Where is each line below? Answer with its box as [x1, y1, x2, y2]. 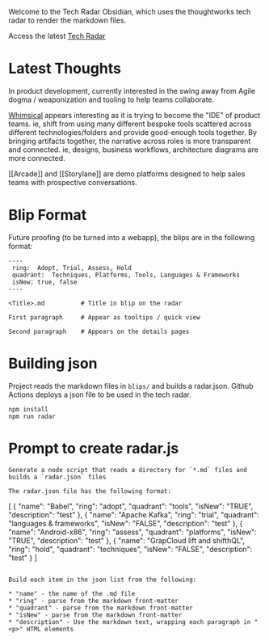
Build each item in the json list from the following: [8, 576, 197, 584]
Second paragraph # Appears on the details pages [8, 327, 190, 335]
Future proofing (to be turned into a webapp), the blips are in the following [8, 232, 255, 242]
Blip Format [8, 206, 87, 225]
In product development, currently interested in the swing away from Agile [8, 86, 256, 95]
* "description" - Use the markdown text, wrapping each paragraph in [8, 618, 251, 626]
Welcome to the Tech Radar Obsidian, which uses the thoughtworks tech [8, 7, 251, 16]
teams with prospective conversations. [8, 177, 137, 187]
